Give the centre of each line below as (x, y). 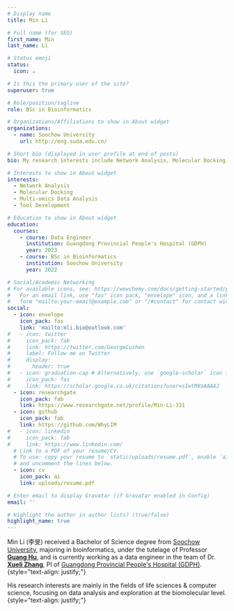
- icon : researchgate (45, 392)
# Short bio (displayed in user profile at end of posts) (93, 154)
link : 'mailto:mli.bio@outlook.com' (73, 327)
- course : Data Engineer (56, 238)
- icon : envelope (39, 315)
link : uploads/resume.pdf (57, 483)
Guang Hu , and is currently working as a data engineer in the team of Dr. (111, 557)
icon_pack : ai (40, 477)
